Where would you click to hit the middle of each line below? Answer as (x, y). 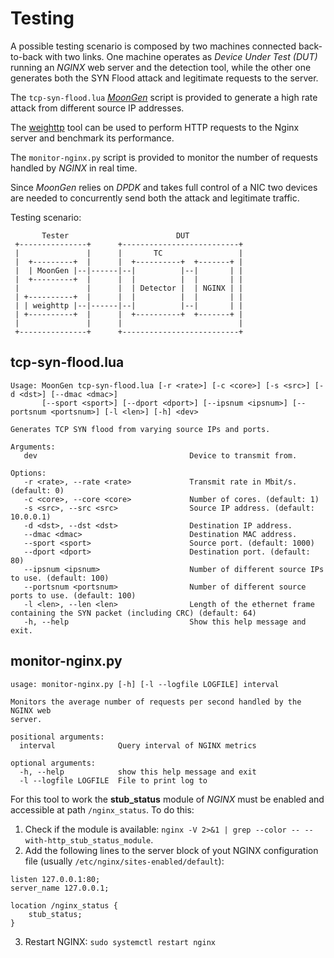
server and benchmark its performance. (92, 138)
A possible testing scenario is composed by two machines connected (153, 46)
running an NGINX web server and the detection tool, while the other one (161, 67)
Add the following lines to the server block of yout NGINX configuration (171, 850)
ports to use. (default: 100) (73, 595)
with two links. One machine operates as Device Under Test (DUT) (181, 56)
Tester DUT (115, 235)
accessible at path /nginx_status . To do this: (102, 809)
